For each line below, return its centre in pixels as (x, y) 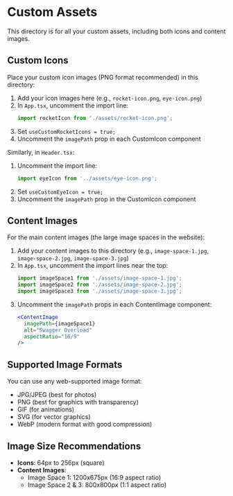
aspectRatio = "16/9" (52, 336)
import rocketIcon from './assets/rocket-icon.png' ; (95, 118)
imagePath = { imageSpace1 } (60, 323)
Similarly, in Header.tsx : (41, 152)
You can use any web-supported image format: (75, 382)
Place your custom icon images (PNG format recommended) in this (103, 77)
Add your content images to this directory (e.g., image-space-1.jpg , (113, 251)
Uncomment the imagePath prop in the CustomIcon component (106, 199)
